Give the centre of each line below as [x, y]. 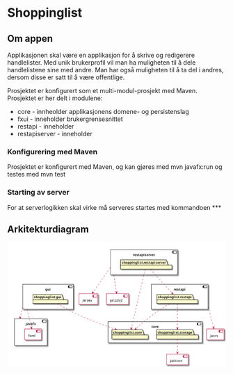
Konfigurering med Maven [53, 152]
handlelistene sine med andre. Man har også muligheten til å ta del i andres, [115, 70]
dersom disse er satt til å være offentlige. [66, 77]
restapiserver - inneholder [55, 134]
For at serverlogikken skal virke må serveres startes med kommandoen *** [114, 207]
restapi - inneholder [46, 126]
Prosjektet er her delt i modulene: [55, 98]
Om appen [30, 39]
